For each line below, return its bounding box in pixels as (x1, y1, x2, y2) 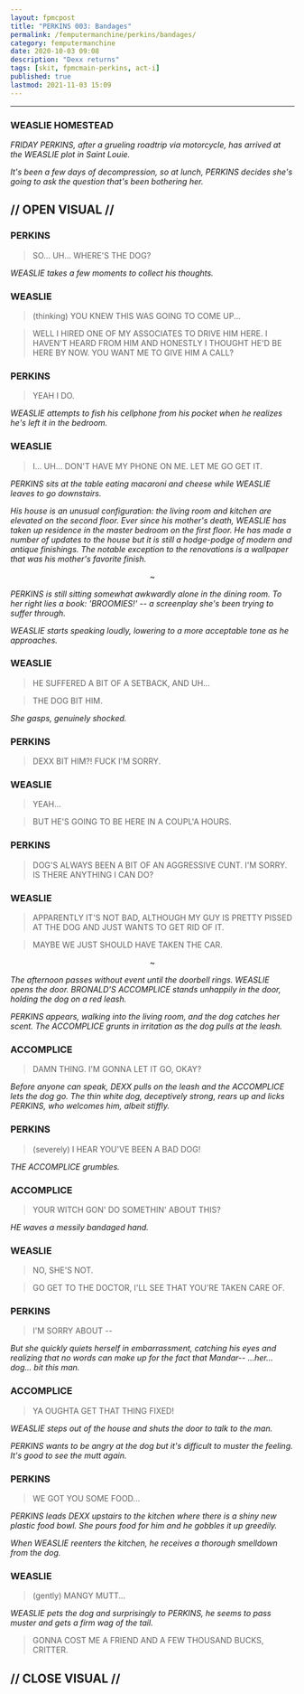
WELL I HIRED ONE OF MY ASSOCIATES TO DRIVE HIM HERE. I (32, 327, 268, 339)
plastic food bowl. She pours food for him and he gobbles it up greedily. (10, 1520, 278, 1531)
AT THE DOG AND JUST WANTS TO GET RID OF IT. (32, 921, 225, 932)
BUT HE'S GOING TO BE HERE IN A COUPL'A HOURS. (32, 816, 233, 827)
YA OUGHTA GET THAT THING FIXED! (32, 1405, 175, 1416)
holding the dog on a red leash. (10, 993, 127, 1004)
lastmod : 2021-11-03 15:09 (10, 80, 112, 89)
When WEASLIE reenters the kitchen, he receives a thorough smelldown (10, 1538, 278, 1548)
